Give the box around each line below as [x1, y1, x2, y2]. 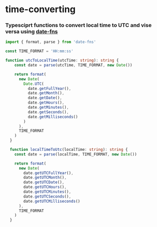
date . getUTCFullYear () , [23, 170, 73, 176]
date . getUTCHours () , [23, 184, 67, 190]
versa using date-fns [5, 28, 58, 35]
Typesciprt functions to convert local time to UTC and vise [5, 22, 152, 29]
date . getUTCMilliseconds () [23, 199, 81, 204]
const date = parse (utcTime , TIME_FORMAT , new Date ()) [14, 62, 133, 68]
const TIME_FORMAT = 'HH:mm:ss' [5, 49, 73, 54]
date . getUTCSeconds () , [23, 194, 71, 199]
